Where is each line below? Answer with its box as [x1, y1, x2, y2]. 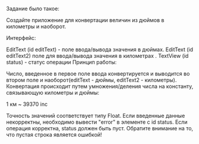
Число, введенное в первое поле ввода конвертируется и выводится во [6, 70, 190, 77]
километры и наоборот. [6, 23, 67, 30]
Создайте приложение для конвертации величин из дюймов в [6, 17, 165, 23]
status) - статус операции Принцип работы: [6, 59, 117, 65]
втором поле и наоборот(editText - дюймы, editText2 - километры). [6, 77, 177, 83]
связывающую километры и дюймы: [6, 89, 100, 96]
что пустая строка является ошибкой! [6, 131, 102, 138]
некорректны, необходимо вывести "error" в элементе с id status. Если [6, 118, 188, 126]
